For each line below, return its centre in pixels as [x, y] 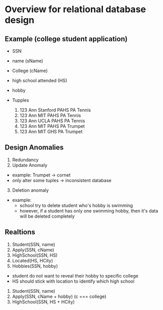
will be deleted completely [47, 216]
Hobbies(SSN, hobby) [35, 266]
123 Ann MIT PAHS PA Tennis [50, 115]
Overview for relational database [75, 9]
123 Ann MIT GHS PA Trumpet [51, 131]
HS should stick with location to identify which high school [73, 281]
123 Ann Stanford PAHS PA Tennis [55, 110]
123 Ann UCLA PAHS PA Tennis [52, 121]
